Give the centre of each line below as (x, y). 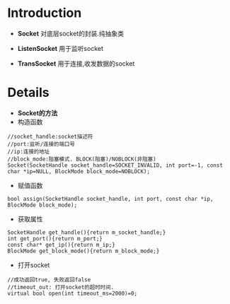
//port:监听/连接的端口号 (41, 144)
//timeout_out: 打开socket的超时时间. (61, 287)
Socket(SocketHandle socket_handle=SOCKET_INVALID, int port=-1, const (115, 165)
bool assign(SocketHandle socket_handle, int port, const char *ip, (110, 199)
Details (28, 93)
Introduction (45, 13)
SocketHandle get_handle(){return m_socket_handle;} (87, 232)
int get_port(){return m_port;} (55, 238)
